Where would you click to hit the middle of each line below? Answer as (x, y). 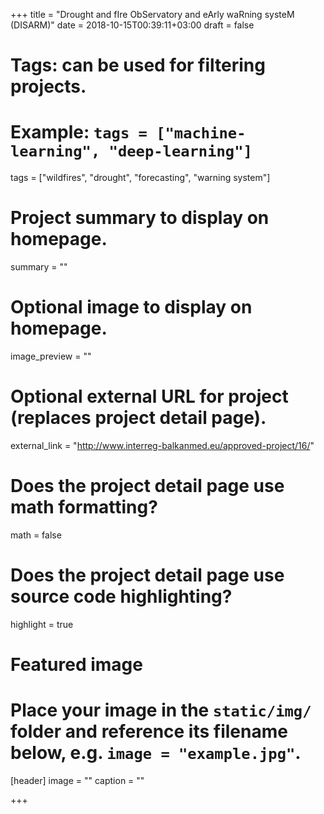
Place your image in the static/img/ (161, 710)
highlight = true (42, 624)
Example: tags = (79, 132)
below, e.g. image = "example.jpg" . (156, 753)
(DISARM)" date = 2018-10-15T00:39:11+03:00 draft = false (132, 25)
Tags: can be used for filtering (138, 65)
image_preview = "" (51, 356)
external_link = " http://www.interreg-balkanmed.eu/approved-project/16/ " (162, 445)
